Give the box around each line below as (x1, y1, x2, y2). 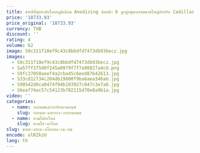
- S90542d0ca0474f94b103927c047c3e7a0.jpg (11, 82, 120, 88)
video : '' (6, 93, 31, 99)
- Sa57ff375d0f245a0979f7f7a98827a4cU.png (11, 64, 120, 71)
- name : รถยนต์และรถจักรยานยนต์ (11, 104, 76, 110)
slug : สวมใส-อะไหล (17, 121, 58, 127)
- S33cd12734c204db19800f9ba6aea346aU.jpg (11, 76, 120, 82)
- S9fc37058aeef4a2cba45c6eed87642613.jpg (11, 70, 120, 76)
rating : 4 (6, 37, 31, 43)
